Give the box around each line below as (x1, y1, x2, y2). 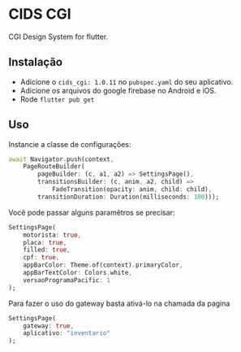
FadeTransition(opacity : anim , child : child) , (51, 185, 213, 193)
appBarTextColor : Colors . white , (23, 269, 132, 277)
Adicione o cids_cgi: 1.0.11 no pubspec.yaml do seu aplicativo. (19, 76, 234, 86)
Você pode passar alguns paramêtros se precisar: (8, 207, 175, 217)
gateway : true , (23, 322, 75, 330)
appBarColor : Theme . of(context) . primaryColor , (23, 261, 183, 269)
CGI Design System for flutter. (8, 32, 109, 41)
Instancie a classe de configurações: (8, 139, 131, 149)
